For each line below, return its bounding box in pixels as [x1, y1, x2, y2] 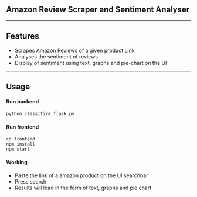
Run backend [6, 98, 39, 105]
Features [6, 32, 39, 42]
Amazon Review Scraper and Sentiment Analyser [6, 5, 190, 15]
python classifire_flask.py [6, 111, 75, 117]
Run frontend [6, 123, 39, 130]
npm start [6, 146, 30, 153]
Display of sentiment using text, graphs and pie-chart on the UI [14, 59, 167, 66]
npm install [6, 141, 35, 147]
